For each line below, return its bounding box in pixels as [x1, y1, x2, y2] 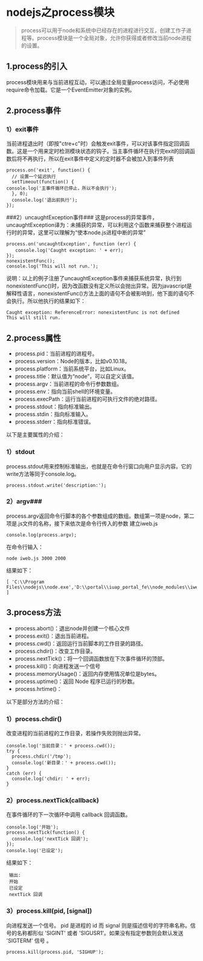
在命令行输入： [6, 543, 43, 550]
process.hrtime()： [14, 685, 62, 692]
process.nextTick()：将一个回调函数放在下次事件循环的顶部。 [14, 655, 168, 662]
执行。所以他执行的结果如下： [11, 297, 86, 305]
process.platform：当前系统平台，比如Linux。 [14, 365, 130, 372]
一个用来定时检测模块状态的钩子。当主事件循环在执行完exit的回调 [27, 148, 190, 155]
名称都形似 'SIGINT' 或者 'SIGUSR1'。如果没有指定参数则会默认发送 [16, 929, 184, 936]
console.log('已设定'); [6, 848, 63, 854]
